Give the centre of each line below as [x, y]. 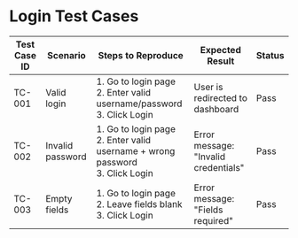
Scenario [67, 55]
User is [208, 87]
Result [221, 61]
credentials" [219, 167]
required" [213, 220]
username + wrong [136, 150]
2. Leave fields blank [139, 203]
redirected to [221, 97]
